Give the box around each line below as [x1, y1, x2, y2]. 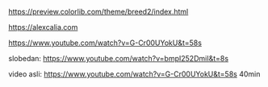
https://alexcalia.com [8, 23, 78, 31]
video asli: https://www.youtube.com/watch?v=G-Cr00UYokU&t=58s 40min [8, 69, 261, 79]
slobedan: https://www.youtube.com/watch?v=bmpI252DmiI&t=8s [8, 54, 228, 63]
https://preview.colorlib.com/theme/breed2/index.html [8, 7, 189, 16]
